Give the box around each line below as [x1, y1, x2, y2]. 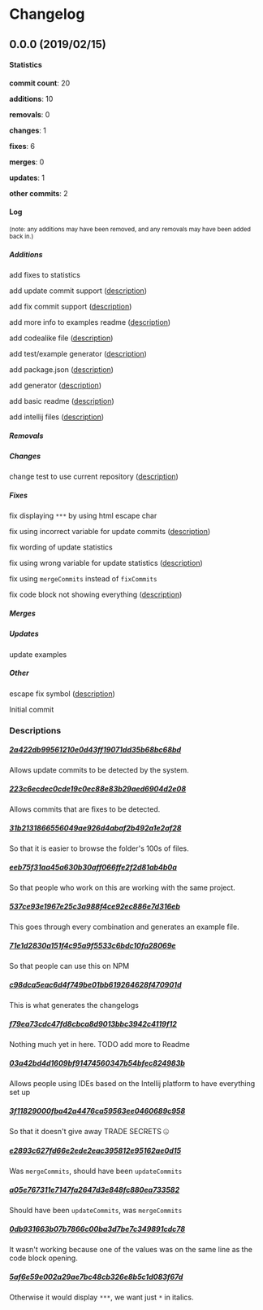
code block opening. [9, 1253, 78, 1263]
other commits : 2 [9, 188, 68, 198]
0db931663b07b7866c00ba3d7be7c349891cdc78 [9, 1224, 186, 1233]
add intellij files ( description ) [9, 412, 105, 422]
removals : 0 [9, 109, 50, 119]
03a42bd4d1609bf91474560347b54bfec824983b [9, 1058, 186, 1067]
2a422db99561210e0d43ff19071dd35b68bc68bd [9, 745, 182, 755]
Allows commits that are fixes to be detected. [9, 804, 161, 814]
